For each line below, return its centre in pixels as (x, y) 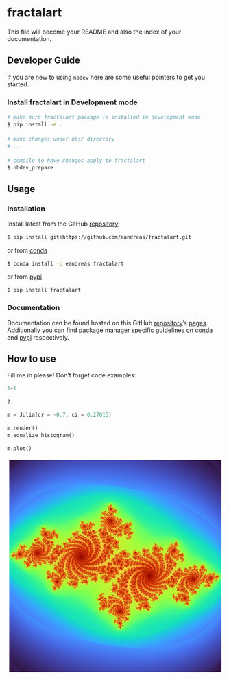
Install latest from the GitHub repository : (63, 224)
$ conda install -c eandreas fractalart (66, 263)
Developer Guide (44, 61)
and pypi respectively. (38, 337)
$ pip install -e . (35, 124)
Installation (26, 209)
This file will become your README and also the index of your (94, 32)
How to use (32, 359)
